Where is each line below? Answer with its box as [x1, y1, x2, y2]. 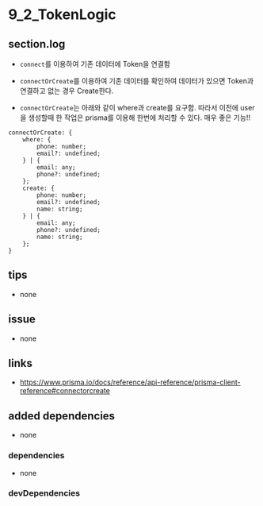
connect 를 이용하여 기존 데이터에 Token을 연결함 [19, 60, 170, 68]
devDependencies [8, 488, 81, 499]
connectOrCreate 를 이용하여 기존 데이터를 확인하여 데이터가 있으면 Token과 [19, 76, 254, 85]
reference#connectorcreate [19, 386, 111, 396]
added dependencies [8, 409, 116, 423]
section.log [8, 37, 66, 51]
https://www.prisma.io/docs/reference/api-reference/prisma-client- [19, 377, 242, 387]
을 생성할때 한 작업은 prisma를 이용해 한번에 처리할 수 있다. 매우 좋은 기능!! [19, 113, 251, 122]
